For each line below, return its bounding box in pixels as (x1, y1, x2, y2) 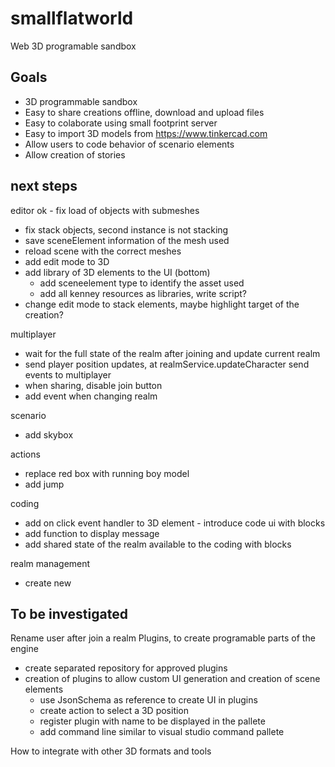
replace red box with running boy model (24, 467, 190, 479)
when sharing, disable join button (24, 379, 163, 391)
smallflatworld (10, 7, 134, 30)
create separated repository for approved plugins (24, 662, 228, 674)
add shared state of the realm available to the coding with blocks (24, 538, 292, 550)
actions (10, 448, 41, 460)
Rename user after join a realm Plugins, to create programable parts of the (10, 632, 316, 644)
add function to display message (24, 527, 160, 539)
